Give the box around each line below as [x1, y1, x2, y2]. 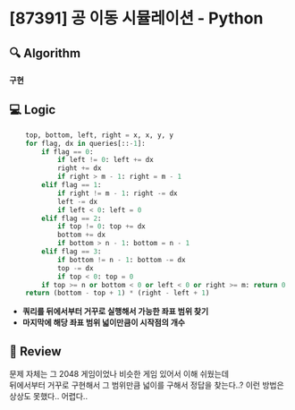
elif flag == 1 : [41, 181, 102, 190]
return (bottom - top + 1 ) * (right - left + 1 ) [25, 288, 210, 298]
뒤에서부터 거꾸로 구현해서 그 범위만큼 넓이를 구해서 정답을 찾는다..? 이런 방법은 [9, 380, 284, 390]
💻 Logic [9, 102, 56, 117]
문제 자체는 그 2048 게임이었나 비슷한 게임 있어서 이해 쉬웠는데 [9, 369, 230, 380]
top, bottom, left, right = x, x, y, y [25, 131, 174, 140]
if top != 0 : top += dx [56, 222, 146, 231]
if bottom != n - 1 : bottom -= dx [56, 255, 186, 264]
